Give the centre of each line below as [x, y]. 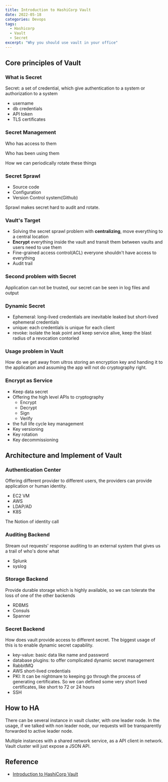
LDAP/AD [22, 507]
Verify [26, 418]
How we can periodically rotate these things [51, 163]
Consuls [21, 610]
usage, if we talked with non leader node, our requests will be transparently [83, 726]
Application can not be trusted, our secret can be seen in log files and [77, 287]
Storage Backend [27, 579]
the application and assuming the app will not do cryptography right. [76, 367]
